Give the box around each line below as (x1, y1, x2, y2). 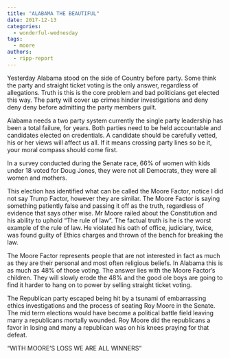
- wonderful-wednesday (13, 29, 78, 36)
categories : (7, 23, 41, 30)
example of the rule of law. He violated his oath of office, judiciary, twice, (7, 223, 214, 231)
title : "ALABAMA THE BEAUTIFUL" (7, 10, 100, 17)
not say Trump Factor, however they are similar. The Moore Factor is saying (7, 194, 220, 202)
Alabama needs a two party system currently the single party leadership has (7, 116, 223, 125)
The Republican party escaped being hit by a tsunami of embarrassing (7, 294, 207, 302)
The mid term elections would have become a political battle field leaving (7, 308, 214, 317)
